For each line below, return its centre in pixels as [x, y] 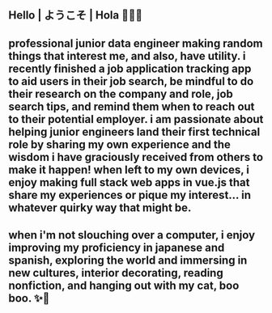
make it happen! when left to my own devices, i [129, 169]
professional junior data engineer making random [136, 43]
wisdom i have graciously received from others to [136, 157]
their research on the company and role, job [121, 93]
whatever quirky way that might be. [100, 207]
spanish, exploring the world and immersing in [128, 261]
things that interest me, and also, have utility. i [127, 56]
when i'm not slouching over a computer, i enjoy [132, 235]
